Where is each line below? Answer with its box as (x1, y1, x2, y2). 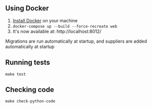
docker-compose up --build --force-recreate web (12, 24, 118, 29)
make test (5, 71, 26, 77)
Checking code (5, 86, 54, 94)
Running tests (5, 58, 51, 67)
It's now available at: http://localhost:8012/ (12, 28, 101, 34)
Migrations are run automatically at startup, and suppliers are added (5, 38, 147, 44)
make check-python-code (5, 99, 56, 104)
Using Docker (5, 4, 49, 13)
